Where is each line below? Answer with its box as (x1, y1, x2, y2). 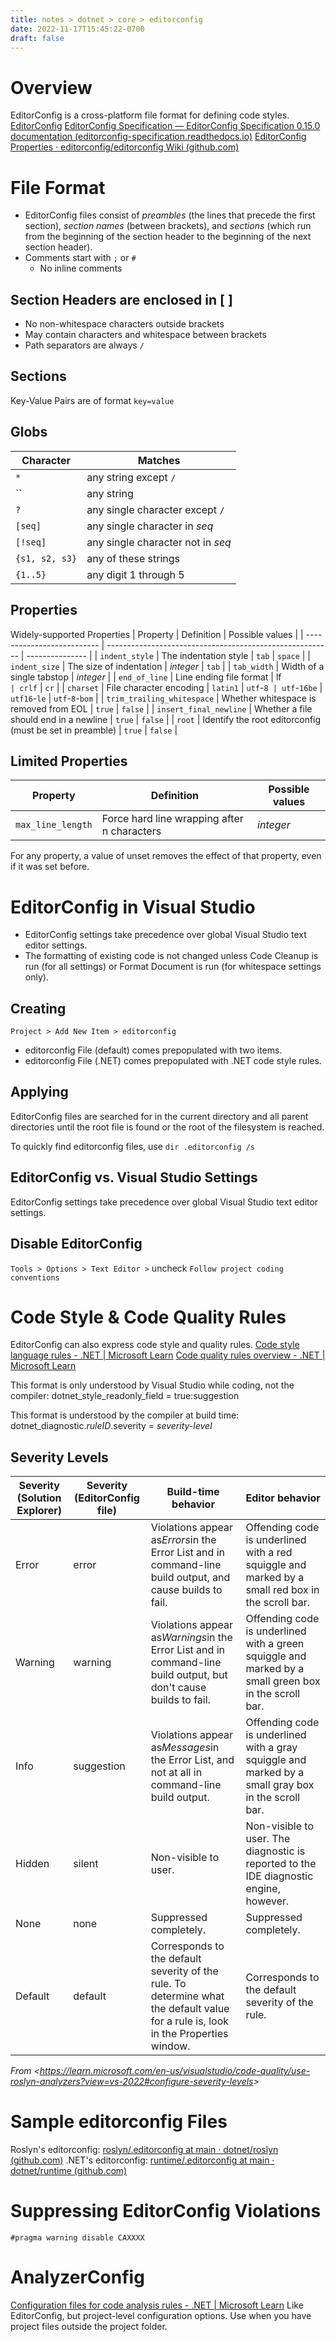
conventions (10, 1272, 60, 1283)
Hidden (15, 1857, 50, 1871)
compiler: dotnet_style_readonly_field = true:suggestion (10, 1390, 240, 1402)
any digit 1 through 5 (86, 567, 185, 581)
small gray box (245, 1778, 315, 1792)
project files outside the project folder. (10, 2321, 168, 2333)
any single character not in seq (86, 535, 232, 549)
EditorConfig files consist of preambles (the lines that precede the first (24, 209, 316, 221)
